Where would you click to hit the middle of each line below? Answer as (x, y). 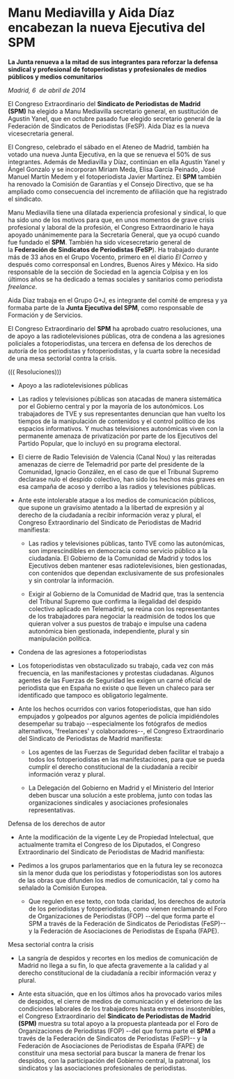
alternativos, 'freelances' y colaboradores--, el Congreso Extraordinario (121, 731)
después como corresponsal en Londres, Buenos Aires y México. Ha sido (113, 264)
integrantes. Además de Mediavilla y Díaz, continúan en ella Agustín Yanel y (117, 161)
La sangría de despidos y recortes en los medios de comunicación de (118, 957)
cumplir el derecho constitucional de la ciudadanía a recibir (113, 767)
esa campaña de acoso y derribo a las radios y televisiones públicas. (117, 486)
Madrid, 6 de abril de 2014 (47, 90)
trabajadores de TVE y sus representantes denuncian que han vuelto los (122, 413)
